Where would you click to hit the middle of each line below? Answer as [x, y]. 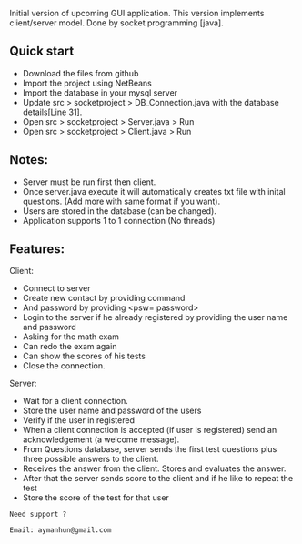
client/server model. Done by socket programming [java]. [117, 23]
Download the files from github [81, 73]
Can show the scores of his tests [84, 356]
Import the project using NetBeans [87, 83]
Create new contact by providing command [104, 298]
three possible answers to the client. [91, 459]
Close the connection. [64, 366]
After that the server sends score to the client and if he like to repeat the [158, 479]
